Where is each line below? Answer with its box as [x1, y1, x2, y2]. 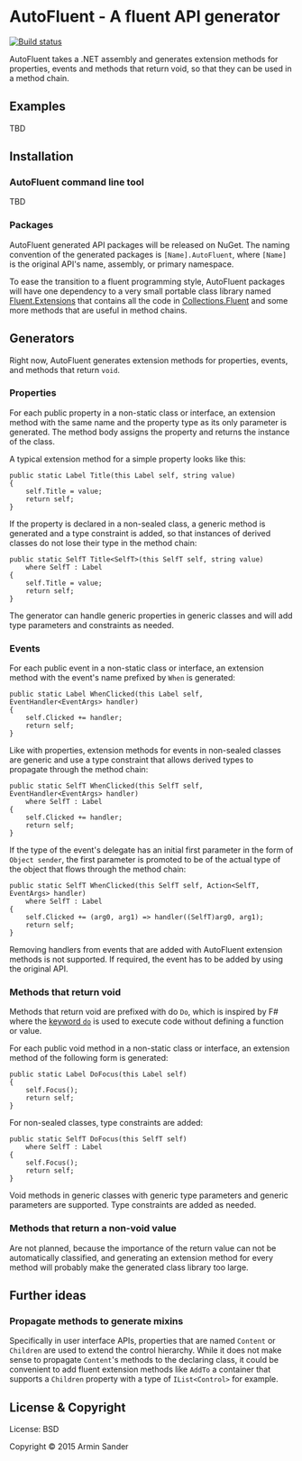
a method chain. [9, 72, 69, 83]
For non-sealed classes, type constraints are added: [9, 1118, 204, 1128]
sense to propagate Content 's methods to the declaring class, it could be [9, 1355, 279, 1365]
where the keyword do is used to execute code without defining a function [9, 1016, 284, 1027]
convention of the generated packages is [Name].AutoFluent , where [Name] [9, 249, 287, 260]
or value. [9, 1026, 42, 1036]
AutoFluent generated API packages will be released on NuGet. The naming [9, 239, 290, 250]
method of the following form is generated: [9, 1053, 169, 1064]
